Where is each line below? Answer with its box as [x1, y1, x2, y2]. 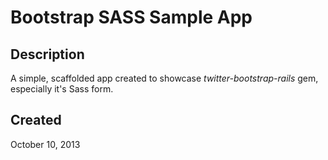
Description [10, 46, 85, 63]
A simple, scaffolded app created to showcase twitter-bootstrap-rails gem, [10, 72, 319, 84]
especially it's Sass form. [10, 83, 114, 95]
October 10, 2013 [10, 138, 81, 150]
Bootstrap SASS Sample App [10, 6, 253, 29]
